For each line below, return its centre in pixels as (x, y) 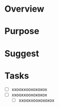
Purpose (22, 31)
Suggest (22, 53)
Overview (24, 9)
